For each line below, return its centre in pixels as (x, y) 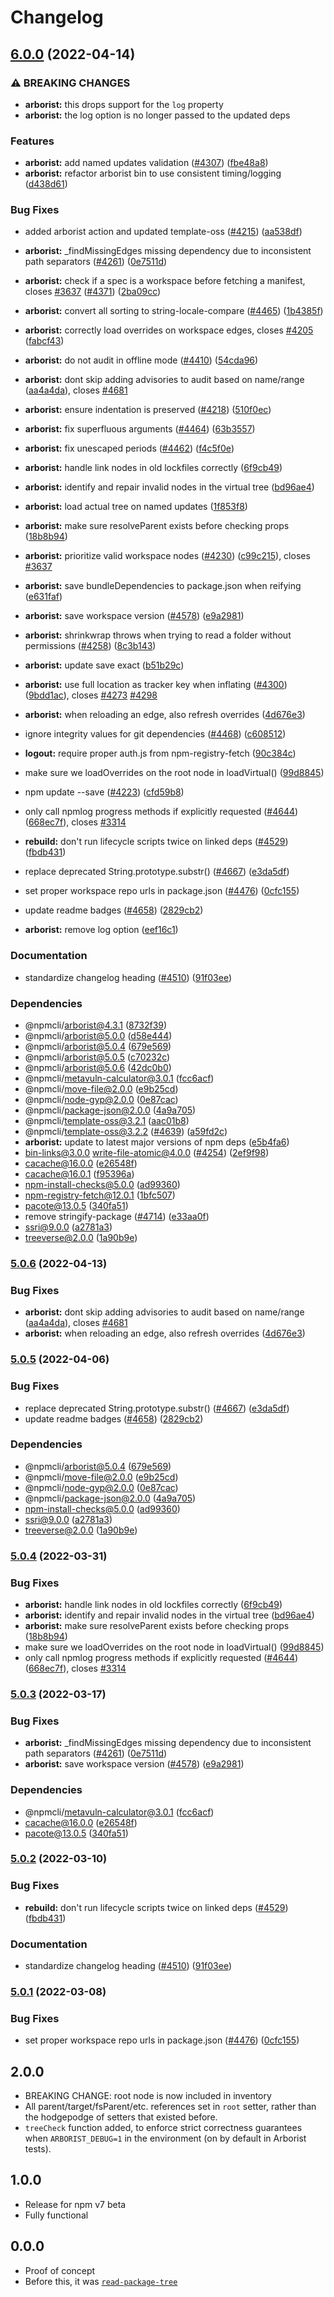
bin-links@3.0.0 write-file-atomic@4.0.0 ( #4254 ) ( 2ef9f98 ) (147, 1153)
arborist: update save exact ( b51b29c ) (104, 665)
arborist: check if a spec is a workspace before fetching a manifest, (165, 281)
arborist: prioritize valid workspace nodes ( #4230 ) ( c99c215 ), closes (167, 556)
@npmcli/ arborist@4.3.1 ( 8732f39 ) (96, 1025)
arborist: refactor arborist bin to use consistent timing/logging (153, 173)
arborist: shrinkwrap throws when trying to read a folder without (158, 635)
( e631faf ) (43, 597)
